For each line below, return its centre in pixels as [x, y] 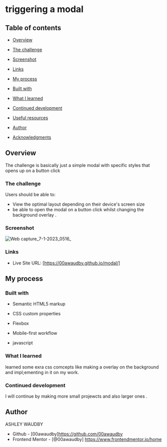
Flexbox [21, 323]
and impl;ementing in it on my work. [42, 372]
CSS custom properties [37, 314]
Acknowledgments [32, 137]
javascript [23, 343]
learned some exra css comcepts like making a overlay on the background [82, 367]
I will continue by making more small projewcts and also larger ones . [76, 396]
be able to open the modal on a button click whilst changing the [78, 210]
